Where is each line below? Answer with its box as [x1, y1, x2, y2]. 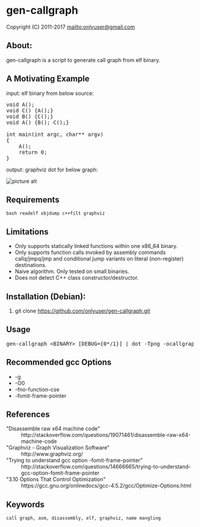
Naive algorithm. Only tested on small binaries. [14, 268, 130, 275]
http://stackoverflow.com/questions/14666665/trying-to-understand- [21, 463, 192, 470]
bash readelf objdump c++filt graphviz [6, 210, 105, 216]
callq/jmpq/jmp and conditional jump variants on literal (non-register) [14, 255, 184, 262]
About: [6, 41, 33, 51]
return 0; [18, 148, 48, 156]
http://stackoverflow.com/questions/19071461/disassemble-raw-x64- [21, 432, 191, 439]
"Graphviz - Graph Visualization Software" [6, 444, 110, 451]
